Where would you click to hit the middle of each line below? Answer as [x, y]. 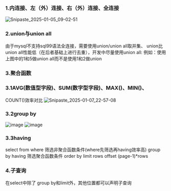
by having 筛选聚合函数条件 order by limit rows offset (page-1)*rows [77, 156]
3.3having [18, 138]
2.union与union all [29, 34]
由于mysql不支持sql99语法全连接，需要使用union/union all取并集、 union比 [84, 46]
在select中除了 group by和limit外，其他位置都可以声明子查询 [68, 183]
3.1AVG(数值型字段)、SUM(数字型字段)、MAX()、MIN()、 [76, 88]
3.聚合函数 [18, 73]
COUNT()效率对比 [24, 100]
